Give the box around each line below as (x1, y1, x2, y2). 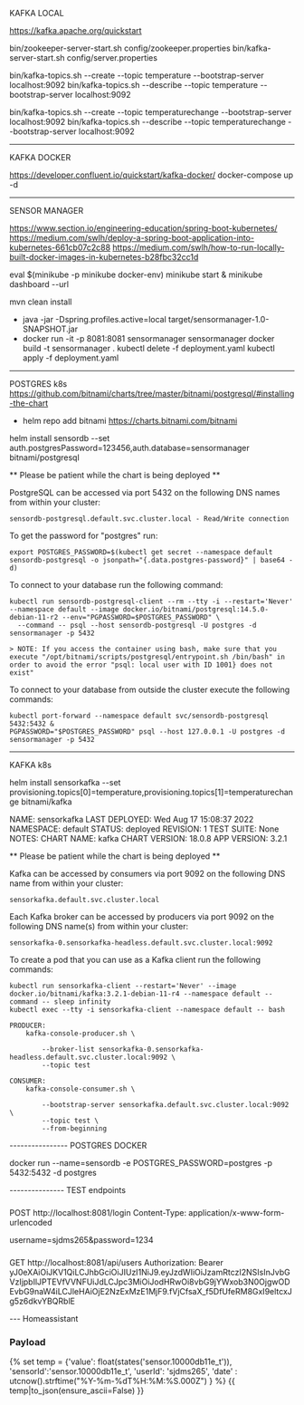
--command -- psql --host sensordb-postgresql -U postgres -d (17, 621, 257, 630)
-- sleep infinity (42, 997, 111, 1006)
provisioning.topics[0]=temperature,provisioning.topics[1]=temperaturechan (9, 787, 294, 797)
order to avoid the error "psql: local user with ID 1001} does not (9, 660, 273, 669)
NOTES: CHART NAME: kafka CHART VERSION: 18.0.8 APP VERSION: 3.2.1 (9, 833, 288, 843)
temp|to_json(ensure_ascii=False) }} (9, 1385, 145, 1396)
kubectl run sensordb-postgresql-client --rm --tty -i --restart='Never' (9, 597, 294, 606)
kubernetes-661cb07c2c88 (9, 242, 111, 253)
